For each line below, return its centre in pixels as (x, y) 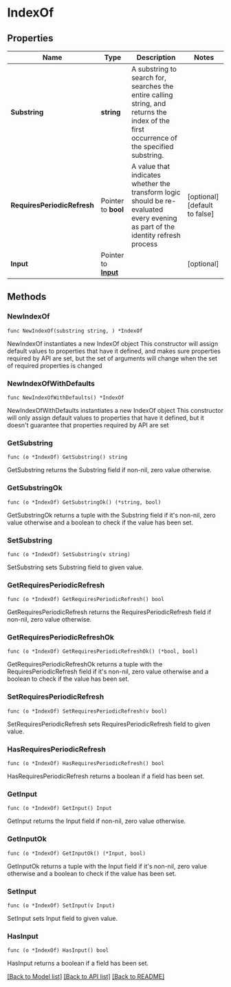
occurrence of (154, 138)
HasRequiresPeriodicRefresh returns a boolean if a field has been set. (106, 776)
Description (156, 58)
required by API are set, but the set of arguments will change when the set (112, 358)
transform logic (156, 192)
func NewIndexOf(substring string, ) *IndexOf (75, 331)
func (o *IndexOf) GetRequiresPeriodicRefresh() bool (86, 600)
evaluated (147, 210)
